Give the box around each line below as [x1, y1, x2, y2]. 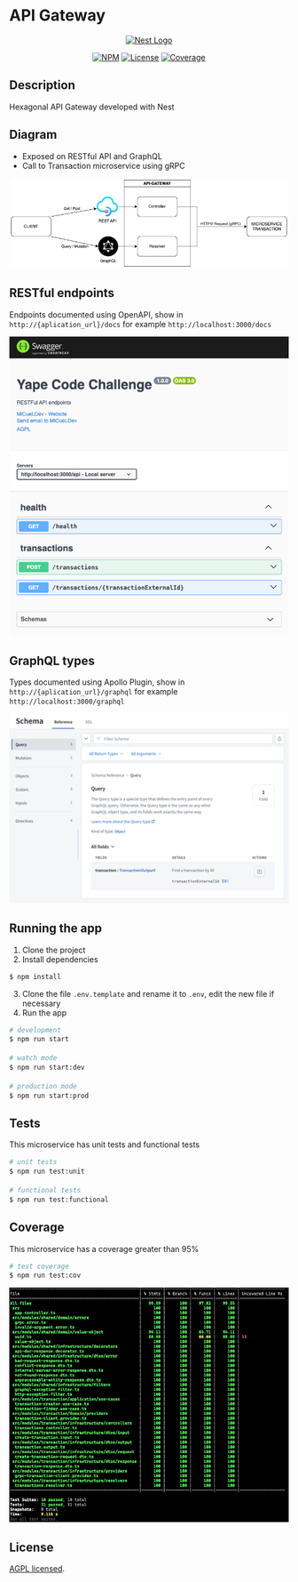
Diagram [9, 127, 58, 142]
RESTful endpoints [9, 285, 115, 301]
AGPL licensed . [9, 1563, 65, 1574]
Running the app [9, 921, 102, 936]
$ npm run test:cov [9, 1271, 82, 1281]
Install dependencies [21, 953, 99, 965]
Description [9, 77, 75, 93]
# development [9, 1025, 62, 1034]
